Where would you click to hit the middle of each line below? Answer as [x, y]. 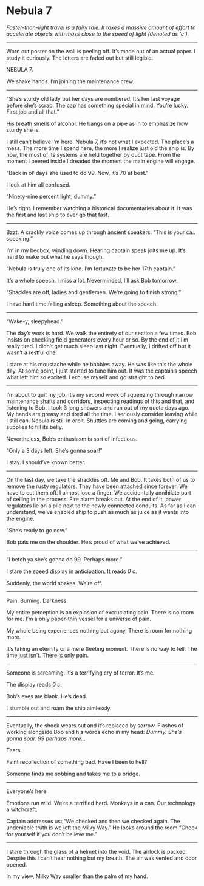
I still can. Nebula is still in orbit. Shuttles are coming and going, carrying [97, 421]
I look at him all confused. [39, 184]
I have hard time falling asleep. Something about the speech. [82, 304]
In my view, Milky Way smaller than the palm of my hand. [77, 876]
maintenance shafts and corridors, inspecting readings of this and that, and [100, 401]
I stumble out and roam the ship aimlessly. [59, 708]
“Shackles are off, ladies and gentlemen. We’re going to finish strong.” [94, 292]
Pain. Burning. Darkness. [37, 600]
